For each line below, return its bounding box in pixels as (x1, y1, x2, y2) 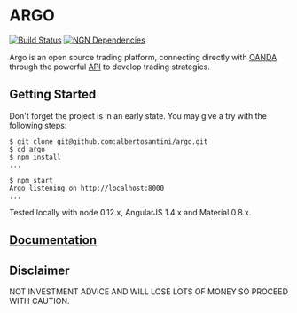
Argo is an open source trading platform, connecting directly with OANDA (9, 51, 277, 62)
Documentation (9, 232, 98, 248)
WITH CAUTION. (9, 295, 70, 306)
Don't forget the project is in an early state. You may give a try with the (9, 110, 268, 121)
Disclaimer (9, 262, 70, 278)
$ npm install (9, 153, 62, 161)
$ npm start (9, 176, 53, 184)
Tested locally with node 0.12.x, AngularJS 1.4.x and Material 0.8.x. (9, 207, 252, 217)
